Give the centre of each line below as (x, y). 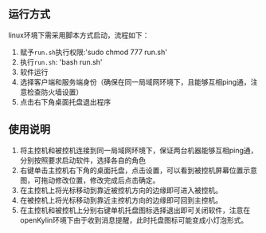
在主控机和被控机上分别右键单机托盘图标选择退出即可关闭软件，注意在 (135, 210)
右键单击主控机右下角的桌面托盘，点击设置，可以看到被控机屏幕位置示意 (138, 170)
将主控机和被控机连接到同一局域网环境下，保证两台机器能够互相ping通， (139, 150)
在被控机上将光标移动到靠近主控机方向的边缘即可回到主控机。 (121, 200)
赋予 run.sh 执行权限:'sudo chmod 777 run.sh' (93, 52)
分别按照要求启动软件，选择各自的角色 (82, 160)
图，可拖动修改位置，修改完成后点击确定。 (90, 180)
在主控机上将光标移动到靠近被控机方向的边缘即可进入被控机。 (121, 190)
